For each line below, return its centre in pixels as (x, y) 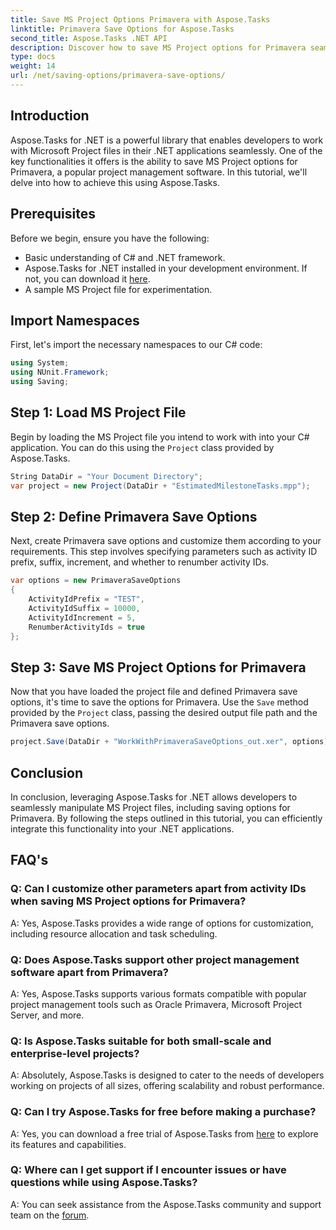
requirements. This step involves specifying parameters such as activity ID (164, 552)
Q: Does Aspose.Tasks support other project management (155, 959)
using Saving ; (40, 382)
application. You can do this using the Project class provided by (142, 447)
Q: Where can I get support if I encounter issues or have (148, 1170)
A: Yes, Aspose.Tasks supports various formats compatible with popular (158, 993)
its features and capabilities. (68, 1144)
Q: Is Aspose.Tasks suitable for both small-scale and (141, 1041)
